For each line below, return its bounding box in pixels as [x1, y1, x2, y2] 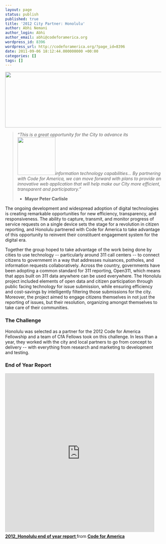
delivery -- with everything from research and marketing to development [5, 344, 154, 350]
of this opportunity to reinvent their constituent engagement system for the [5, 232, 158, 238]
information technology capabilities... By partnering [55, 171, 161, 177]
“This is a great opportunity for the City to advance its [17, 132, 128, 138]
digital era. [5, 237, 27, 243]
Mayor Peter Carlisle [24, 196, 68, 202]
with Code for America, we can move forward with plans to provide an [17, 176, 162, 181]
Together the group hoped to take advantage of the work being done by [5, 246, 152, 253]
